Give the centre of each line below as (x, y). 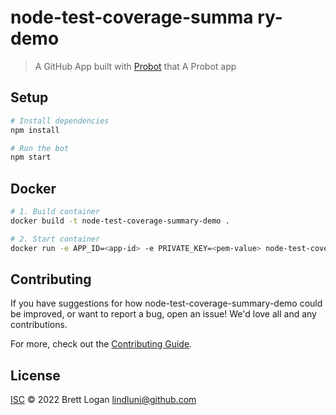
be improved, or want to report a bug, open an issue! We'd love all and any (163, 314)
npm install (35, 130)
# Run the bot (40, 148)
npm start (31, 157)
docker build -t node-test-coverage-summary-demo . (120, 221)
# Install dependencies (60, 121)
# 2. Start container (55, 239)
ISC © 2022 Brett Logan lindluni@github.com (103, 400)
